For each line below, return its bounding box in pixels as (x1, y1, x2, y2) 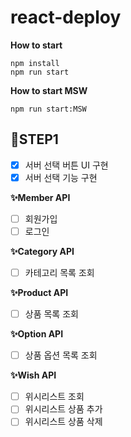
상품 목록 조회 (24, 308, 79, 320)
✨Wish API (10, 369, 57, 381)
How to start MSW (10, 84, 88, 96)
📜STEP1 (10, 131, 59, 148)
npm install (10, 58, 60, 68)
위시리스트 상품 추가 (24, 403, 103, 415)
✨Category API (10, 246, 75, 257)
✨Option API (10, 328, 64, 340)
